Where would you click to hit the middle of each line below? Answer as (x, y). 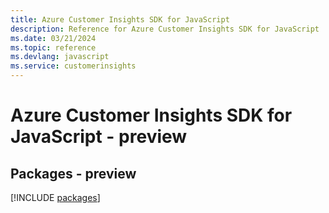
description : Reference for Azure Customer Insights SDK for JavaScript (165, 29)
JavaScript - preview (99, 137)
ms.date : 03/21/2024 (53, 38)
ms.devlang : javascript (60, 57)
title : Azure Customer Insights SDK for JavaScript (120, 19)
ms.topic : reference (53, 47)
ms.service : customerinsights (73, 66)
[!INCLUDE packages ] (55, 197)
